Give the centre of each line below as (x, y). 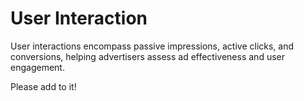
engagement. (37, 67)
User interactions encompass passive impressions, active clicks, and (152, 46)
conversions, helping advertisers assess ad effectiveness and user (147, 56)
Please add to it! (43, 86)
